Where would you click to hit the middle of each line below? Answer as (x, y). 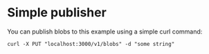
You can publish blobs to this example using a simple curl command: (105, 31)
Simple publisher (57, 13)
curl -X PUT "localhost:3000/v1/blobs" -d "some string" (91, 44)
